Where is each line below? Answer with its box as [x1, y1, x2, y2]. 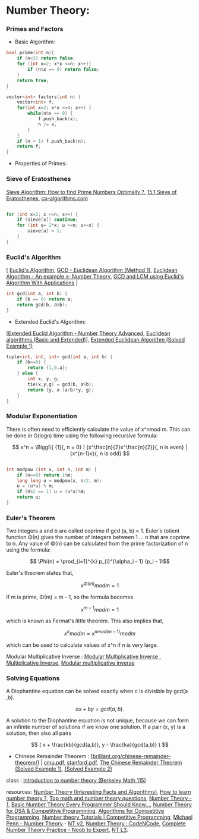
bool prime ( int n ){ [6, 50, 55, 56]
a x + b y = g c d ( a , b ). [75, 706, 125, 713]
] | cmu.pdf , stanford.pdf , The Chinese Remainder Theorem [37, 759, 182, 766]
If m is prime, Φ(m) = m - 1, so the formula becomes [6, 593, 134, 600]
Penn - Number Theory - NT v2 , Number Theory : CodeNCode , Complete [6, 820, 186, 827]
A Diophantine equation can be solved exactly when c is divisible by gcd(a [6, 688, 188, 695]
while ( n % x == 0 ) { [27, 111, 73, 117]
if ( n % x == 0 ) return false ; [27, 67, 100, 73]
